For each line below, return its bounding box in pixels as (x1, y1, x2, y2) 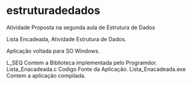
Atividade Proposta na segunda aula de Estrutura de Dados (6, 24, 155, 31)
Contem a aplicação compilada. (6, 72, 86, 79)
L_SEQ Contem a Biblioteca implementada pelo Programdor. (6, 59, 158, 66)
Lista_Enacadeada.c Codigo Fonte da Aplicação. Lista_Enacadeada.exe (6, 65, 186, 73)
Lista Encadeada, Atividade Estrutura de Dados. (6, 35, 127, 42)
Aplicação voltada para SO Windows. (6, 47, 100, 55)
